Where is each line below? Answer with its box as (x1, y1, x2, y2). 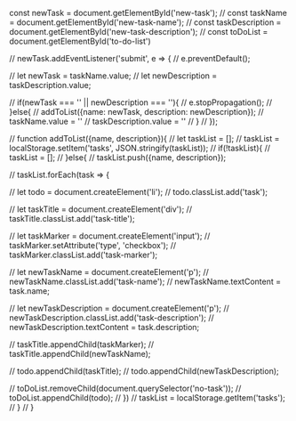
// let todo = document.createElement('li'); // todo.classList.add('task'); (9, 187, 268, 197)
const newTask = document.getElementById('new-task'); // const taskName (9, 8, 287, 18)
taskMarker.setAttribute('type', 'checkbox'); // (9, 240, 177, 250)
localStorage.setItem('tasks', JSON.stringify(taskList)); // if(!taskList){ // (9, 142, 271, 153)
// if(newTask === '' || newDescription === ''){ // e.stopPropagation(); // (9, 97, 273, 108)
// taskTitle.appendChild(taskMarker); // (9, 339, 155, 350)
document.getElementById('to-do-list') (9, 36, 151, 46)
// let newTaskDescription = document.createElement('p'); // (9, 303, 229, 313)
